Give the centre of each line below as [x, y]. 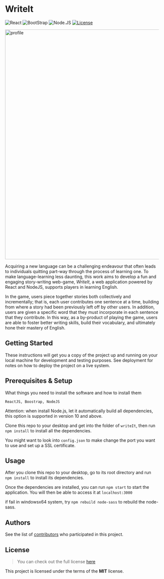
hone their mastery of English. [35, 327]
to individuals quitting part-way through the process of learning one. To [77, 271]
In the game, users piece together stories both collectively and [68, 296]
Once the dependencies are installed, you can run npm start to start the [77, 487]
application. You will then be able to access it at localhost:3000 [69, 492]
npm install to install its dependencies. [45, 478]
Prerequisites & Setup [39, 381]
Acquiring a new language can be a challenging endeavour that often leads [81, 266]
